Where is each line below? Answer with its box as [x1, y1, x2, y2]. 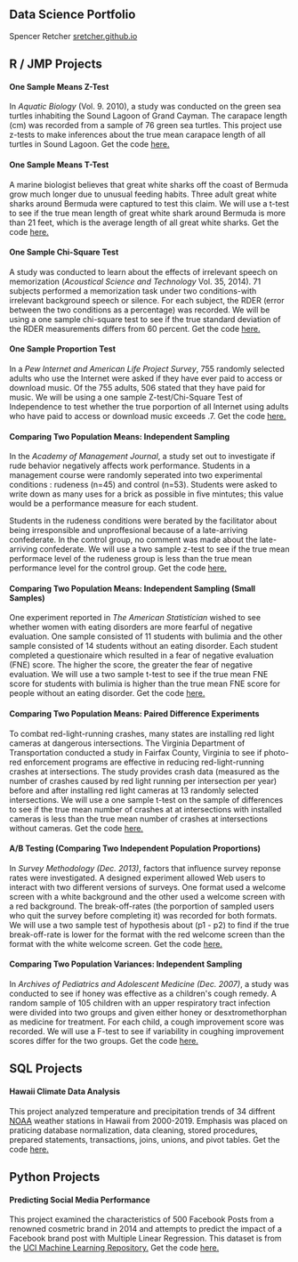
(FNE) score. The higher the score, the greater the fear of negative [9, 659, 254, 670]
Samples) [9, 592, 46, 603]
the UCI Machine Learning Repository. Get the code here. [9, 1242, 220, 1253]
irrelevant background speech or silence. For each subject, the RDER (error [9, 295, 285, 305]
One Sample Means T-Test [9, 159, 109, 170]
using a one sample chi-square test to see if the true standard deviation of [9, 313, 281, 324]
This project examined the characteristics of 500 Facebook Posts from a [9, 1214, 274, 1225]
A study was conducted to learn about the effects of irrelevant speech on [9, 266, 278, 277]
